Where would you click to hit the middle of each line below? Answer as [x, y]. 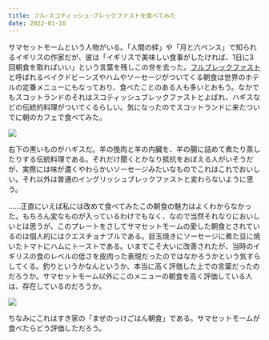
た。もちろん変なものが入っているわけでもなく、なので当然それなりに [124, 216]
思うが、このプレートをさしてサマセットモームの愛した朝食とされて [141, 226]
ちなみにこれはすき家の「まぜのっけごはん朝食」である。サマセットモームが [134, 318]
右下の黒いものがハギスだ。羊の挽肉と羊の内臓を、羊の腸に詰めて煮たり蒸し [134, 149]
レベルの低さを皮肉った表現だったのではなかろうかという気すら [155, 256]
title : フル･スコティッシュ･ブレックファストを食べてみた [92, 16]
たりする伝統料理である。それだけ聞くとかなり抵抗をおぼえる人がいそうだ [131, 159]
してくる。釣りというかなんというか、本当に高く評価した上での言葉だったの [134, 266]
